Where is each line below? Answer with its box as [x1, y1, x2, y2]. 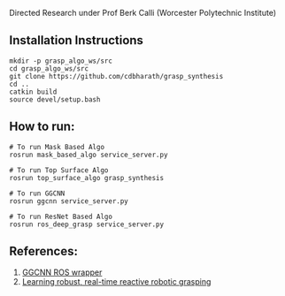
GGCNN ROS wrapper [21, 267, 103, 277]
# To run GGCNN [9, 189, 65, 198]
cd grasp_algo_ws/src [9, 64, 89, 73]
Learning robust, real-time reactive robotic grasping [21, 277, 212, 287]
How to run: [9, 119, 75, 134]
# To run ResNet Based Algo [9, 212, 113, 221]
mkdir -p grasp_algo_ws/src [9, 57, 113, 65]
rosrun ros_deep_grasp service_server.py [9, 220, 165, 229]
